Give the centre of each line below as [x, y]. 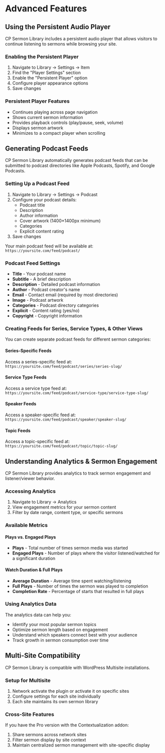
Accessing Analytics [30, 491]
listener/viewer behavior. [30, 478]
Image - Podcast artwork [38, 300]
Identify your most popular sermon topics [54, 624]
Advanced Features [46, 9]
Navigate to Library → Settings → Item [51, 68]
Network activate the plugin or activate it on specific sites [71, 691]
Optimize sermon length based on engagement [60, 630]
